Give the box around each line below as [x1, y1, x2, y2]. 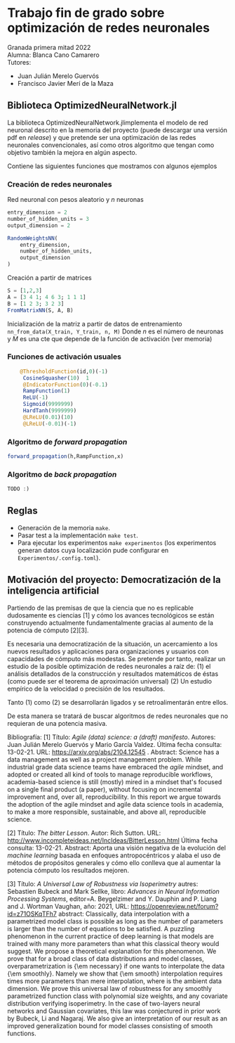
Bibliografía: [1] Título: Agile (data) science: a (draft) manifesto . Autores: [7, 733, 216, 741]
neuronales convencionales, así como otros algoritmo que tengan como [7, 141, 215, 149]
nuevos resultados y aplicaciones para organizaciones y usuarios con [7, 647, 209, 655]
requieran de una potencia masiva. [7, 719, 107, 727]
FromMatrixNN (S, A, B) [7, 307, 74, 314]
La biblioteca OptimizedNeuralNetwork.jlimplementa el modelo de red [7, 118, 208, 127]
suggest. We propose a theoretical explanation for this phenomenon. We [7, 947, 217, 955]
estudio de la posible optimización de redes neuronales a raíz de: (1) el [7, 662, 211, 670]
